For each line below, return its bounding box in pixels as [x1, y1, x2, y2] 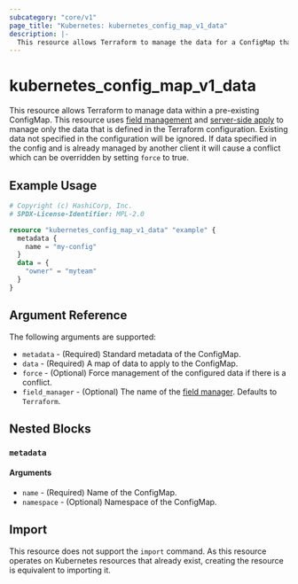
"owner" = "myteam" [25, 267, 98, 276]
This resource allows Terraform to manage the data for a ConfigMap [17, 37, 276, 47]
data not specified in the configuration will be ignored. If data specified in [9, 134, 277, 144]
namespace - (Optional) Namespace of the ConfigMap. [21, 497, 217, 508]
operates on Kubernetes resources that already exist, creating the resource [9, 555, 284, 565]
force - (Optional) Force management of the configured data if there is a [21, 367, 286, 378]
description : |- [9, 29, 69, 38]
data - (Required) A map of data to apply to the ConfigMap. [21, 358, 239, 369]
